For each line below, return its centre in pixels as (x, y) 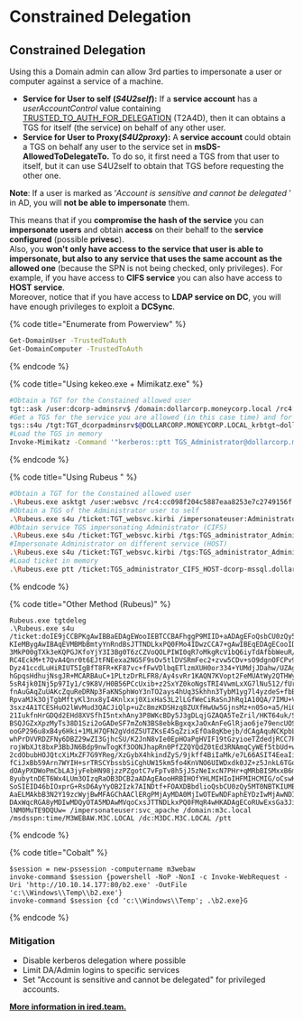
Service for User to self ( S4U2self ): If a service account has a (140, 98)
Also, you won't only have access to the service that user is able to (137, 249)
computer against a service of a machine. (87, 81)
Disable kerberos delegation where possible (104, 960)
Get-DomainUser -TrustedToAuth (68, 341)
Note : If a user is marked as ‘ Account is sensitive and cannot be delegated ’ (150, 193)
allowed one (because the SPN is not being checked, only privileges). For (146, 268)
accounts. (41, 989)
